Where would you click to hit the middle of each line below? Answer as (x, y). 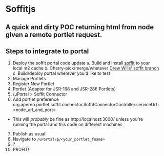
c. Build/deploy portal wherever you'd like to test (61, 73)
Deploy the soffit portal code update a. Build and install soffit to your (81, 63)
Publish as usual (29, 134)
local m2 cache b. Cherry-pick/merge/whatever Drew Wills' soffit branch (86, 68)
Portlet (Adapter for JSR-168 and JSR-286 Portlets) (64, 89)
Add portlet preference (36, 99)
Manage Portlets (29, 79)
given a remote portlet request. (54, 34)
